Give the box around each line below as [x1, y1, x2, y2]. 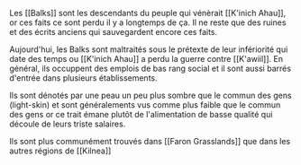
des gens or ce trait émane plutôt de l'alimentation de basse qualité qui [9, 109, 273, 119]
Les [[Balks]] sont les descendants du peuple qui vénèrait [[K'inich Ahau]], [9, 8, 287, 18]
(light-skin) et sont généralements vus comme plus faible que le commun [9, 100, 281, 110]
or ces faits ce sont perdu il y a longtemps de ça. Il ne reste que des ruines [9, 17, 287, 28]
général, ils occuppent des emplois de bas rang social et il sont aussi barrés [9, 63, 291, 74]
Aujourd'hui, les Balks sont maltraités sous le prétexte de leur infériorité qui [9, 44, 288, 55]
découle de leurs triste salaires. [9, 118, 126, 129]
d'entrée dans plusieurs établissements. [9, 73, 158, 83]
